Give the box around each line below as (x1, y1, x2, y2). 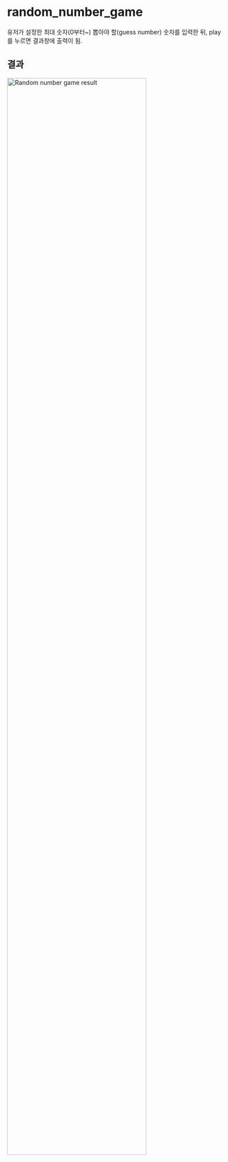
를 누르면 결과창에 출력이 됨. (7, 36, 83, 45)
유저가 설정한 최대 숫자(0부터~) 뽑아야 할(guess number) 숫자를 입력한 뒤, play (7, 28, 222, 36)
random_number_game (7, 4, 143, 20)
